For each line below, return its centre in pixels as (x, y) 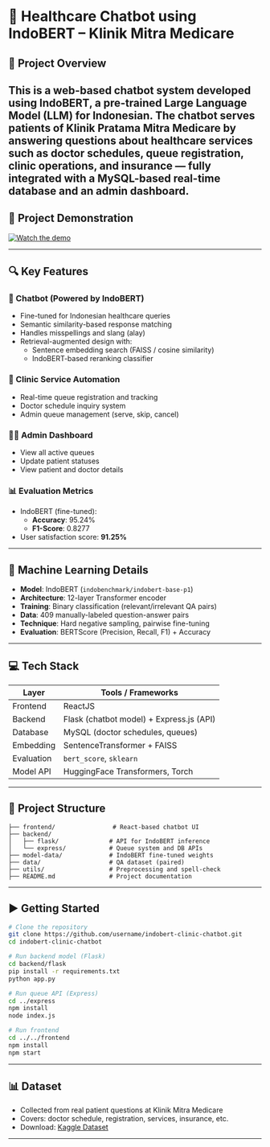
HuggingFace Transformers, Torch (128, 771)
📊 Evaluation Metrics (51, 491)
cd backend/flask (37, 964)
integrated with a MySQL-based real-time (115, 178)
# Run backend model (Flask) (57, 956)
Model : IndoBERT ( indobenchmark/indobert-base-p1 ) (106, 590)
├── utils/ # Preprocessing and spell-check (115, 869)
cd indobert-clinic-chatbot (55, 942)
